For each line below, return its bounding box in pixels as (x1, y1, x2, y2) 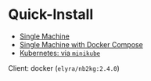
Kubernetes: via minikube (19, 48, 100, 57)
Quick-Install (8, 6, 94, 24)
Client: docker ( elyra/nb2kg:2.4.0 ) (8, 63, 120, 72)
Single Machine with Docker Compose (19, 39, 143, 49)
